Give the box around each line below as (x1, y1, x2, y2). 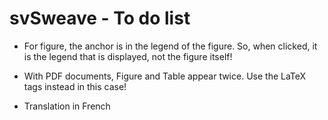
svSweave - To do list (9, 7, 191, 30)
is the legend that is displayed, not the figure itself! (23, 50, 233, 62)
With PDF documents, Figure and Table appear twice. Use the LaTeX (23, 70, 307, 82)
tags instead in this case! (23, 80, 127, 92)
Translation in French (23, 100, 111, 112)
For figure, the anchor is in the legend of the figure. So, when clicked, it (23, 40, 318, 52)
